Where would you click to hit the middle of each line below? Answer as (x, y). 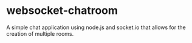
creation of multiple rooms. (40, 33)
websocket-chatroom (62, 11)
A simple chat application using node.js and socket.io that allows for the (96, 27)
